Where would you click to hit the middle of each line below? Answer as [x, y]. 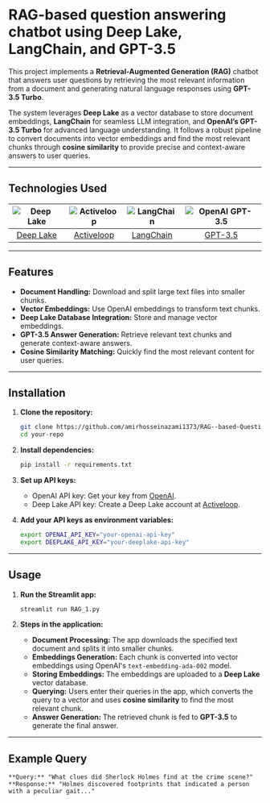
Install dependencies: [57, 450]
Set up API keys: [48, 480]
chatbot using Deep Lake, [95, 32]
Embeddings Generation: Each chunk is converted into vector [135, 657]
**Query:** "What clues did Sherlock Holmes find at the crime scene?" [131, 777]
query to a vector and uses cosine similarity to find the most [133, 700]
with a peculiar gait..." [51, 792]
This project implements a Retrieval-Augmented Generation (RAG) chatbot [133, 71]
